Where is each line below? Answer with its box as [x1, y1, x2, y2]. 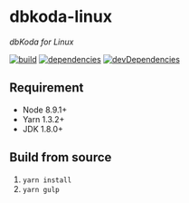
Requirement [9, 80, 84, 96]
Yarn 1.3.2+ [22, 113, 65, 124]
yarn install [22, 175, 72, 185]
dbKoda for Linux [9, 36, 74, 47]
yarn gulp [22, 185, 61, 194]
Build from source [9, 150, 112, 165]
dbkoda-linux [9, 6, 113, 27]
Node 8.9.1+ [22, 104, 68, 115]
